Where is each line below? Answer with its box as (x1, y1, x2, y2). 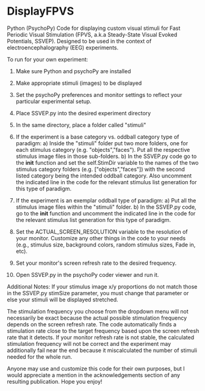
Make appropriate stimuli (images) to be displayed (15, 79, 142, 87)
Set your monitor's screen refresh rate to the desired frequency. (15, 259, 177, 267)
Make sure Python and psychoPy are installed (15, 67, 131, 74)
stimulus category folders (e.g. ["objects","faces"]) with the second (15, 165, 185, 173)
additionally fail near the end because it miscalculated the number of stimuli (7, 346, 198, 354)
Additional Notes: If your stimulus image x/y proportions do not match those (7, 282, 198, 290)
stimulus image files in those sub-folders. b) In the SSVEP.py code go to (15, 152, 197, 160)
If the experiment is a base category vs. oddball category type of (15, 133, 179, 140)
